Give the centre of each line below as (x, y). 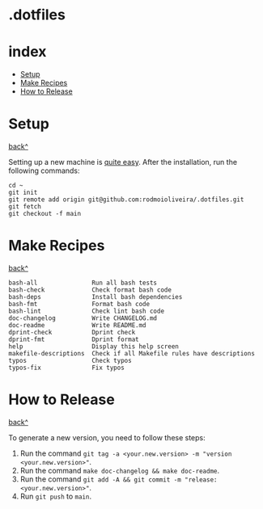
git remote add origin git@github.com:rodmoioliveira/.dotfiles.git (126, 200)
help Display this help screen (94, 347)
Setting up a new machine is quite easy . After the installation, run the (123, 162)
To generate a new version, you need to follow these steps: (107, 437)
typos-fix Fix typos (67, 368)
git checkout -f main (45, 214)
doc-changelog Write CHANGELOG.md (83, 318)
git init (23, 193)
